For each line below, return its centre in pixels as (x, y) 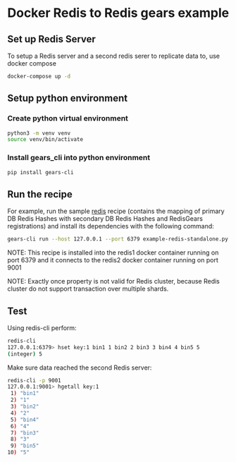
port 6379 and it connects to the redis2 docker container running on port (113, 260)
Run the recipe (40, 194)
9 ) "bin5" (25, 446)
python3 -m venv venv (39, 133)
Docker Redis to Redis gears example (118, 13)
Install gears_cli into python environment (79, 158)
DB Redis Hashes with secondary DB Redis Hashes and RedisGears (105, 219)
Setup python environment (68, 98)
